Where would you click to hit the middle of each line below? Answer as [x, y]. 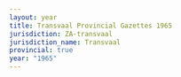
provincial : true [41, 50]
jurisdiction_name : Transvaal [65, 42]
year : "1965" [33, 58]
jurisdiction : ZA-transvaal [61, 34]
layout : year [33, 17]
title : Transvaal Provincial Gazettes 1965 [91, 26]
